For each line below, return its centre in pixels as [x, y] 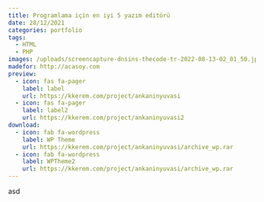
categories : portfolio [45, 30]
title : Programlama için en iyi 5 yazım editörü [89, 15]
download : [24, 125]
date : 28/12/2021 [37, 23]
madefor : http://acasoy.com [54, 67]
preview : [22, 74]
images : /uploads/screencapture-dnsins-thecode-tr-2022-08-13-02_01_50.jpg [135, 60]
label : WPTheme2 [49, 162]
